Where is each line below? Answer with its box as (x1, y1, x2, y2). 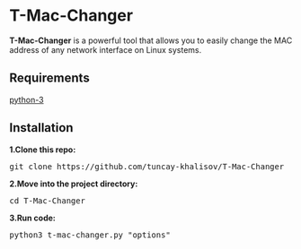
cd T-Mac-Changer (9, 195, 85, 206)
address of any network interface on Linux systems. (9, 44, 202, 55)
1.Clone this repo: (9, 144, 76, 155)
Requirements (9, 71, 90, 86)
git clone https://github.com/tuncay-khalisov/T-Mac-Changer (9, 161, 285, 171)
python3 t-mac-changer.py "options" (9, 229, 171, 240)
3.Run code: (9, 212, 57, 223)
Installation (9, 120, 74, 135)
